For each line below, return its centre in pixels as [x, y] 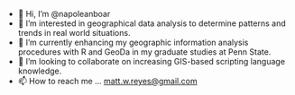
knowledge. [40, 71]
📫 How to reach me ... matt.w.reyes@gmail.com [107, 81]
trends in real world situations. [74, 33]
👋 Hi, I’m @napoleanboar [64, 14]
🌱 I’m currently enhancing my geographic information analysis [133, 42]
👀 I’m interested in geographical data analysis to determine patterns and [152, 23]
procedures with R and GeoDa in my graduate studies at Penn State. [144, 52]
